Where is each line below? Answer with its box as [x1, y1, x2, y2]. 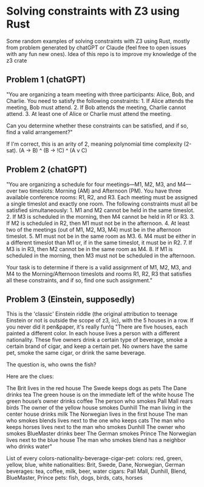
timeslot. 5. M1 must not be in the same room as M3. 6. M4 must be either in [6, 232, 196, 240]
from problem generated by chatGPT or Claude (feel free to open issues [6, 44, 186, 51]
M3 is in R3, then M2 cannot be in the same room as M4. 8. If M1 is [6, 245, 173, 252]
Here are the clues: [6, 373, 54, 380]
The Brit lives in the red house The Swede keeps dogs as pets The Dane [6, 385, 187, 392]
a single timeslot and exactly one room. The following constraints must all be [6, 200, 198, 207]
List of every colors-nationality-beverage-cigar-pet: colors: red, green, [6, 455, 183, 462]
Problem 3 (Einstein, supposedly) [6, 294, 135, 304]
